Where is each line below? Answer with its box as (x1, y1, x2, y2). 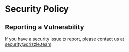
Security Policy (5, 3, 69, 15)
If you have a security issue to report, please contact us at (5, 36, 124, 42)
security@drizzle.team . (5, 41, 53, 47)
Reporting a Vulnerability (5, 23, 84, 31)
